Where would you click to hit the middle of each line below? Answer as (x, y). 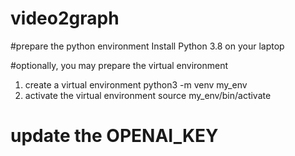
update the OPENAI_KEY (114, 136)
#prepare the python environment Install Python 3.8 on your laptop (147, 46)
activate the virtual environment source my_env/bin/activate (148, 95)
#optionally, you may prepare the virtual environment (119, 65)
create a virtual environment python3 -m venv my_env (136, 84)
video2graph (65, 18)
